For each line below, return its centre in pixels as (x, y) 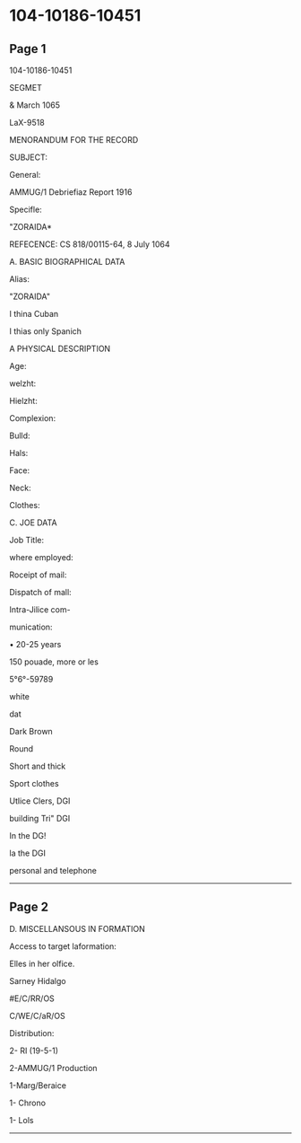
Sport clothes (34, 783)
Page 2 (29, 907)
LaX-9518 (27, 123)
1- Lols (21, 1120)
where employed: (41, 557)
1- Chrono (28, 1103)
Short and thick (38, 766)
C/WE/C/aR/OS (37, 1016)
